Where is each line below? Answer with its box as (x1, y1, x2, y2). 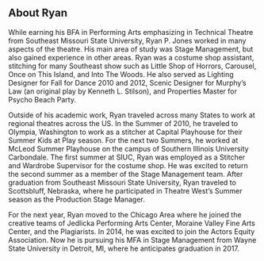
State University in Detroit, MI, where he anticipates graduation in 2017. (8, 244, 240, 253)
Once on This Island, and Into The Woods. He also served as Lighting (8, 69, 234, 79)
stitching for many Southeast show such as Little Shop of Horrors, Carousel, (8, 61, 257, 71)
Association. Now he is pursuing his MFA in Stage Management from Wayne (8, 235, 257, 244)
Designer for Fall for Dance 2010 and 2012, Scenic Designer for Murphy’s (8, 78, 247, 87)
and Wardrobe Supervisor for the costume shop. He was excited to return (8, 160, 248, 170)
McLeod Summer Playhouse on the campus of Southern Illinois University (8, 144, 249, 153)
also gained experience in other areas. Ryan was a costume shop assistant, (8, 52, 254, 62)
